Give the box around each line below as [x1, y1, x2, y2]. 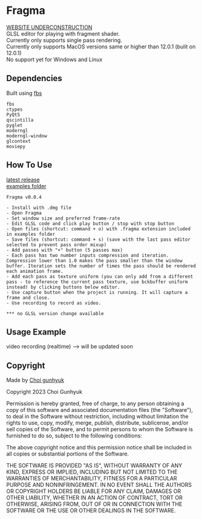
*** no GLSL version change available [6, 310, 104, 316]
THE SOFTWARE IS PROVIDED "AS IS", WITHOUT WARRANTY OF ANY [6, 462, 183, 469]
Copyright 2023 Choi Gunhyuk [6, 388, 83, 396]
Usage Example [6, 327, 67, 337]
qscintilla [6, 117, 34, 123]
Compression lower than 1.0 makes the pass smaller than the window [6, 258, 183, 264]
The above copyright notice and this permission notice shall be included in [6, 444, 192, 451]
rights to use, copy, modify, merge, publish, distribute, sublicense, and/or [6, 419, 189, 426]
